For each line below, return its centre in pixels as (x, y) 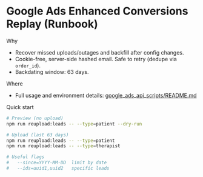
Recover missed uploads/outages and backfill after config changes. (99, 52)
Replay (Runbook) (52, 24)
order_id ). (28, 65)
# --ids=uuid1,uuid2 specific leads (58, 169)
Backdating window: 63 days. (52, 72)
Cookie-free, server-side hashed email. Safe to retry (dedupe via (96, 59)
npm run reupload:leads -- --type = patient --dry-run (74, 124)
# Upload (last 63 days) (38, 135)
